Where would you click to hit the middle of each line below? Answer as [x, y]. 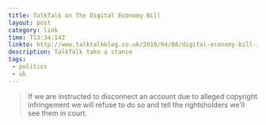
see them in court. [57, 113]
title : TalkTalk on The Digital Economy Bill [84, 15]
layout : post [30, 23]
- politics [29, 67]
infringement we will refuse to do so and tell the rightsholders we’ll [136, 105]
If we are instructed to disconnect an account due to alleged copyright [142, 96]
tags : [17, 60]
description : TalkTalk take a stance [70, 52]
